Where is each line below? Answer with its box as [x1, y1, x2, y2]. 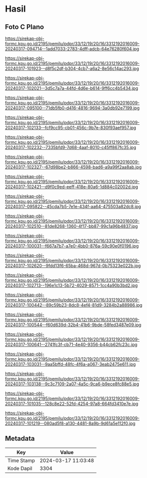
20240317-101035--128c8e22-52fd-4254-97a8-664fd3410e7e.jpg [5, 401, 138, 406]
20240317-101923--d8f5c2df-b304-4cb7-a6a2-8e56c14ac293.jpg [5, 66, 139, 71]
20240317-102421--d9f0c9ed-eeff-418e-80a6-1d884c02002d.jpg [5, 184, 138, 190]
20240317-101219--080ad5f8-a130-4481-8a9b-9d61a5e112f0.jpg [5, 421, 136, 426]
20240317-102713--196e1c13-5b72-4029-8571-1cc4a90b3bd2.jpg [5, 282, 138, 288]
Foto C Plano [5, 23, 44, 31]
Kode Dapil [7, 465, 33, 472]
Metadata [5, 434, 35, 443]
